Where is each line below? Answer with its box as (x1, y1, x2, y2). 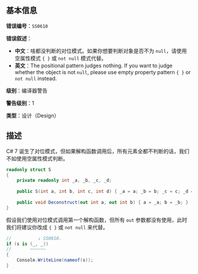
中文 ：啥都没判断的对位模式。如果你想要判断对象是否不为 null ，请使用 (14, 47, 187, 54)
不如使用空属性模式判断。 (6, 155, 68, 162)
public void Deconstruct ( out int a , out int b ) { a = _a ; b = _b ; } (16, 199, 189, 205)
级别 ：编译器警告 (6, 87, 48, 94)
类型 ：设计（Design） (6, 112, 60, 119)
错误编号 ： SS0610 (6, 22, 48, 29)
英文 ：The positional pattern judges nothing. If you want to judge (14, 62, 173, 69)
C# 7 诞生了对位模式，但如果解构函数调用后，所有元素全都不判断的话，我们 (6, 148, 190, 155)
